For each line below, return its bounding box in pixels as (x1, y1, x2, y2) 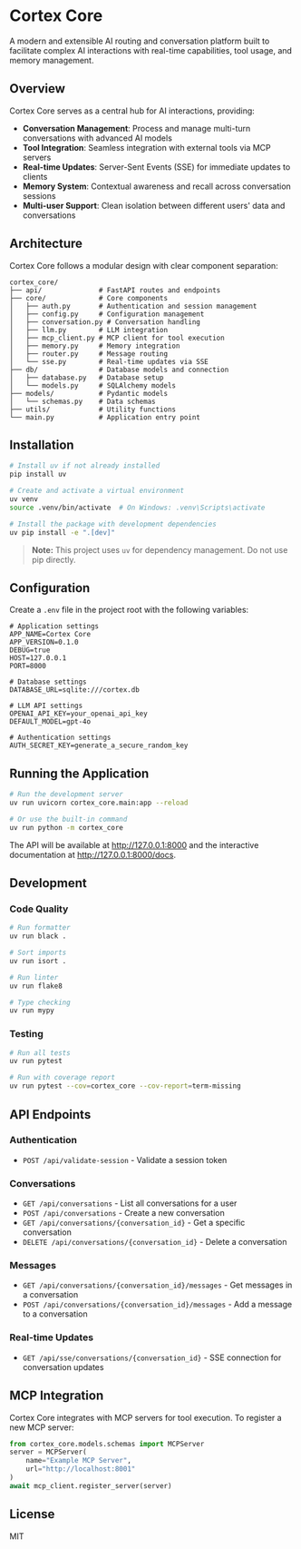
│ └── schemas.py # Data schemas (9, 397, 156, 406)
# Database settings (9, 677, 88, 686)
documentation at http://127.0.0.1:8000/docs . (9, 849, 177, 860)
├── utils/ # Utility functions (9, 405, 177, 414)
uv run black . (9, 932, 67, 941)
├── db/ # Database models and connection (9, 365, 229, 374)
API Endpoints (9, 1107, 92, 1122)
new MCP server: (9, 1422, 74, 1433)
